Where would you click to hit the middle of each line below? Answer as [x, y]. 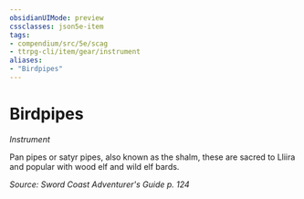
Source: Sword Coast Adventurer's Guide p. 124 [100, 184]
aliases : [26, 60]
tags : [20, 35]
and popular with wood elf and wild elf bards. [94, 166]
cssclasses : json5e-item [57, 26]
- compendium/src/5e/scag [58, 43]
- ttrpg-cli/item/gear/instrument [75, 52]
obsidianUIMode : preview [57, 18]
